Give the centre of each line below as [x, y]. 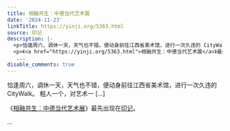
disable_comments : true [41, 64]
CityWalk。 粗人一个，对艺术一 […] [56, 93]
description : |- [30, 39]
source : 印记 [25, 33]
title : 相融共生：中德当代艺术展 [49, 13]
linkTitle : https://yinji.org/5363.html [66, 26]
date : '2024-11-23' [35, 20]
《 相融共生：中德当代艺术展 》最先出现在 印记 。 [73, 108]
